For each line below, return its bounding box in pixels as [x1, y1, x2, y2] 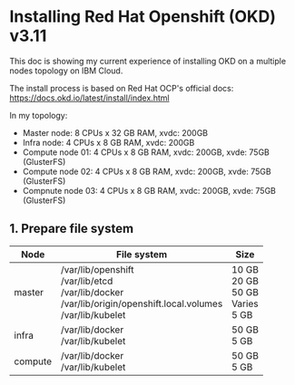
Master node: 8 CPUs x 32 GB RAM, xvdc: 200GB [22, 127, 209, 138]
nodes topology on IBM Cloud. [9, 65, 123, 76]
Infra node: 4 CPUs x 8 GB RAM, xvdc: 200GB [22, 137, 195, 148]
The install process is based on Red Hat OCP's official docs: [9, 82, 234, 93]
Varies [231, 297, 259, 310]
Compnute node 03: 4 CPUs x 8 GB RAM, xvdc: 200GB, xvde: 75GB [22, 185, 277, 196]
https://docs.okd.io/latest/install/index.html [9, 92, 170, 103]
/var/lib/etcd [60, 274, 113, 287]
